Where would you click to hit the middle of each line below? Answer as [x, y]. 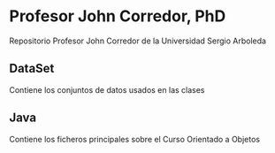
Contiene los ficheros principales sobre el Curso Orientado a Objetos [135, 139]
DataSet [32, 69]
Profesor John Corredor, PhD [118, 16]
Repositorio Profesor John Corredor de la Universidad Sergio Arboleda [138, 41]
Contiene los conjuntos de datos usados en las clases [107, 89]
